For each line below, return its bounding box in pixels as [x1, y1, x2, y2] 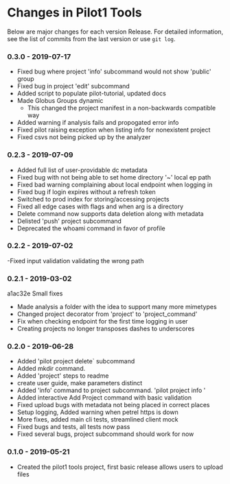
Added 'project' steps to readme [16, 372, 109, 380]
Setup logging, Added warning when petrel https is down [16, 408, 179, 416]
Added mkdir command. [16, 365, 86, 373]
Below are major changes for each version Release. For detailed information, [7, 27, 224, 36]
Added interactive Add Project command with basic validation [16, 394, 192, 402]
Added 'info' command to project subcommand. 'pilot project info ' [16, 386, 206, 395]
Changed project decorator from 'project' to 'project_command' [16, 310, 198, 318]
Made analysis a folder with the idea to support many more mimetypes [16, 303, 218, 311]
